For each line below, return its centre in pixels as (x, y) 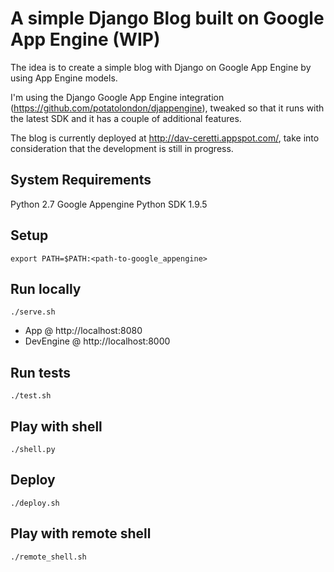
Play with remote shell (81, 533)
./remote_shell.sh (48, 557)
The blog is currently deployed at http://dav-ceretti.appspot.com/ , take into (165, 138)
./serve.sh (33, 312)
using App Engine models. (64, 78)
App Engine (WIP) (85, 39)
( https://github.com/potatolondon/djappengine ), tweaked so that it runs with (167, 108)
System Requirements (81, 180)
